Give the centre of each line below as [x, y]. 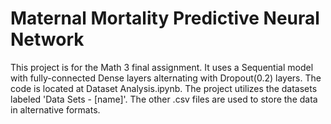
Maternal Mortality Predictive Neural [165, 18]
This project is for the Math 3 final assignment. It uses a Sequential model [162, 67]
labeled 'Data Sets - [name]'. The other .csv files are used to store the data [164, 99]
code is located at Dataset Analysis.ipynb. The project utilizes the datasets [164, 88]
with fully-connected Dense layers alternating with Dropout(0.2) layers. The [166, 78]
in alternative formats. [55, 109]
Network [47, 39]
